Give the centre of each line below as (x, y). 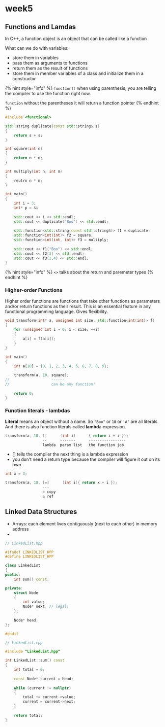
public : (13, 575)
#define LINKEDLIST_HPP (29, 557)
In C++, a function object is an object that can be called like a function (76, 38)
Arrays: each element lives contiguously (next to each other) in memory (85, 523)
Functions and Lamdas (41, 27)
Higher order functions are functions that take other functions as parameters (82, 301)
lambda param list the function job (83, 445)
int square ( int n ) (24, 149)
